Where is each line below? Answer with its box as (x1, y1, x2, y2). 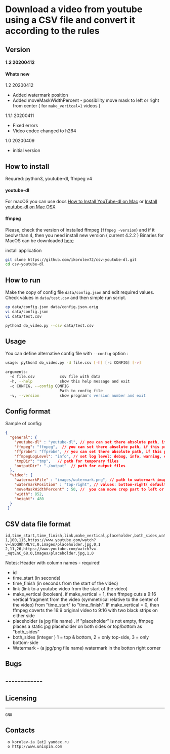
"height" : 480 (14, 496, 44, 501)
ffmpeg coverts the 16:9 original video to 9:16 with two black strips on (12, 607, 158, 614)
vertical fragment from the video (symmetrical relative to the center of (12, 596, 158, 602)
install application (5, 247, 42, 253)
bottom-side (12, 639, 39, 646)
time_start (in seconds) (12, 575, 61, 581)
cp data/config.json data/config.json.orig (5, 305, 99, 310)
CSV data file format (5, 519, 71, 528)
